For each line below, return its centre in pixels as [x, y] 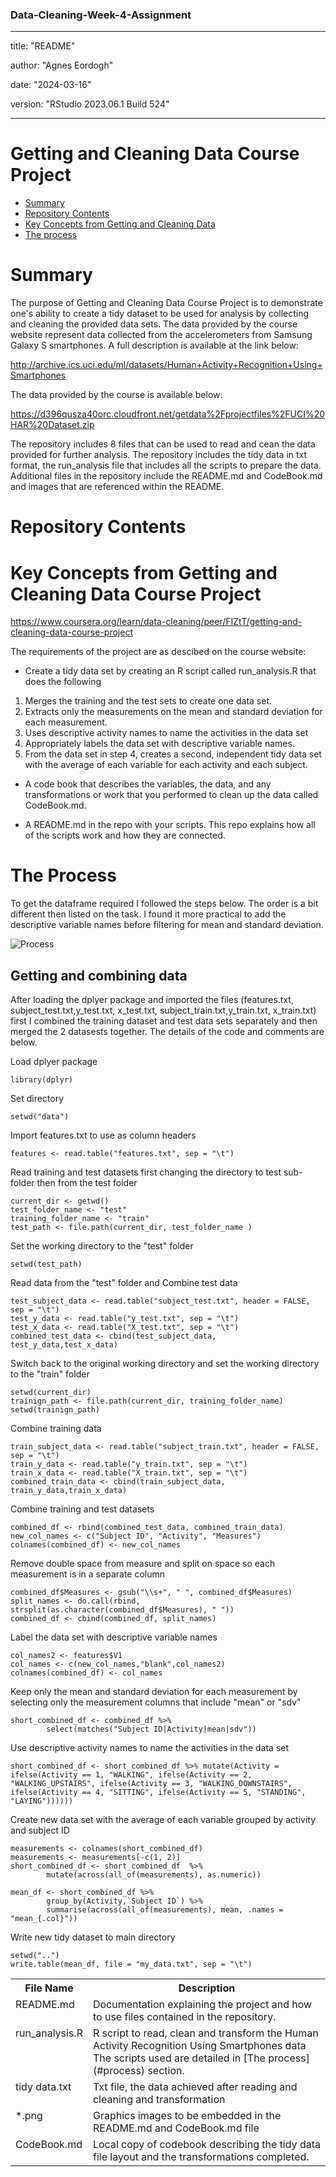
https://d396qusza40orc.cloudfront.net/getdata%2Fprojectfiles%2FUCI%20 [168, 414]
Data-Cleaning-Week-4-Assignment [101, 15]
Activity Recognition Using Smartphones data [199, 2046]
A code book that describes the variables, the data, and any [148, 784]
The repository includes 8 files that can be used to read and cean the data [163, 444]
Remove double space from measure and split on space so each [143, 1564]
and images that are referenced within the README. [117, 487]
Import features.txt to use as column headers [103, 1135]
